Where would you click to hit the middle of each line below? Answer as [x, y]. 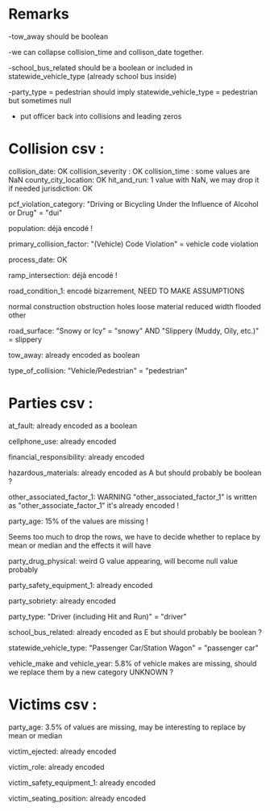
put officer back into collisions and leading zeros [101, 116]
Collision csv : [56, 149]
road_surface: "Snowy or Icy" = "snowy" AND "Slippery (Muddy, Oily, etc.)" [134, 330]
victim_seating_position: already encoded [77, 798]
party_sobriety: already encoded [62, 601]
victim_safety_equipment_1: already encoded [82, 782]
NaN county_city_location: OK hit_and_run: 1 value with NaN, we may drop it [134, 179]
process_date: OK [38, 259]
